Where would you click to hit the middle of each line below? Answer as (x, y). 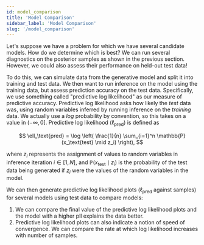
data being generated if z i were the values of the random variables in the (97, 171)
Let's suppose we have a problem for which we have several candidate (95, 46)
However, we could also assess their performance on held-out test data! (97, 66)
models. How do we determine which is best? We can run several (88, 53)
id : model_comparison (34, 12)
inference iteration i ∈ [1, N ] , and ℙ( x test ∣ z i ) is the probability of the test (97, 163)
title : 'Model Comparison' (40, 18)
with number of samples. (46, 235)
